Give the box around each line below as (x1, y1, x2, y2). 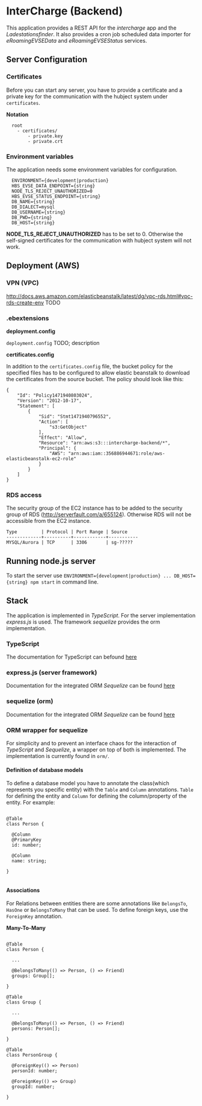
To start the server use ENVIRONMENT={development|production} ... (6, 572, 172, 580)
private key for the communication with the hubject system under (6, 92, 168, 100)
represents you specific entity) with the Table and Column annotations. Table (6, 786, 194, 794)
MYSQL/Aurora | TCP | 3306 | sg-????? (6, 540, 133, 546)
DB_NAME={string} (11, 198, 55, 204)
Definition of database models (6, 766, 84, 773)
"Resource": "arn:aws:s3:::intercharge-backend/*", (38, 440, 171, 446)
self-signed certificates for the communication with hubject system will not (6, 236, 192, 244)
